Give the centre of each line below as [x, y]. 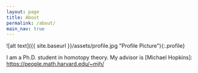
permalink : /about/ [31, 23]
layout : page [23, 12]
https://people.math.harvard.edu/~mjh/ [55, 64]
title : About [23, 17]
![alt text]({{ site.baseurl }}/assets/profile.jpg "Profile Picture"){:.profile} [96, 46]
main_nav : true [26, 29]
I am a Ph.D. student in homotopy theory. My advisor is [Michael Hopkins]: [100, 57]
